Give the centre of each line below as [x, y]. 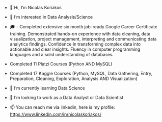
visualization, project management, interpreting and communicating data [83, 39]
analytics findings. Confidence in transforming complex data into [75, 44]
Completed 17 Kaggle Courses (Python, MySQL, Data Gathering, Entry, [81, 73]
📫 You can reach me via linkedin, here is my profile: [62, 107]
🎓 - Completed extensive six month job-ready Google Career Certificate [83, 27]
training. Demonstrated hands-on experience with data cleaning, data [80, 34]
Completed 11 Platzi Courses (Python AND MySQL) [61, 64]
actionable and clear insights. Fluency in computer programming [75, 49]
